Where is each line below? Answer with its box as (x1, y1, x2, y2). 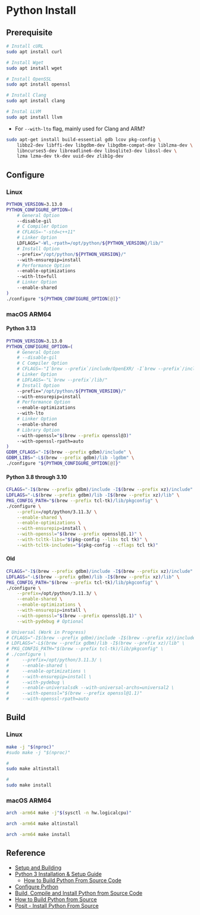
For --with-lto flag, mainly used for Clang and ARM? (14, 125, 145, 132)
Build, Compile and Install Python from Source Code (14, 889, 143, 896)
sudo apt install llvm (6, 114, 62, 120)
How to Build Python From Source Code (23, 877, 122, 884)
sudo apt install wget (6, 65, 62, 71)
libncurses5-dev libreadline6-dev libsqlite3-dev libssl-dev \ (17, 148, 177, 154)
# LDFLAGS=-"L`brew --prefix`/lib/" (17, 377, 108, 383)
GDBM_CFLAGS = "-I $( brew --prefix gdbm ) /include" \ (6, 449, 132, 455)
